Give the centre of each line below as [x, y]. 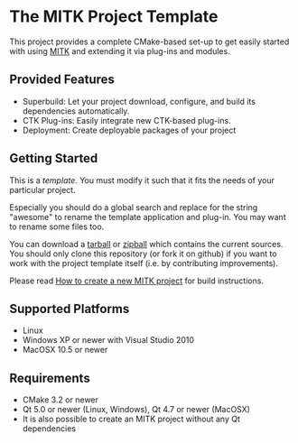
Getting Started [54, 158]
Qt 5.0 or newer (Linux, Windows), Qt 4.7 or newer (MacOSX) [136, 410]
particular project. [42, 189]
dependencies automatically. [76, 111]
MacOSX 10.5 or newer [65, 350]
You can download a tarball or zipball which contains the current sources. [146, 244]
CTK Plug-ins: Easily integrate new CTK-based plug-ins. [127, 120]
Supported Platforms [70, 309]
